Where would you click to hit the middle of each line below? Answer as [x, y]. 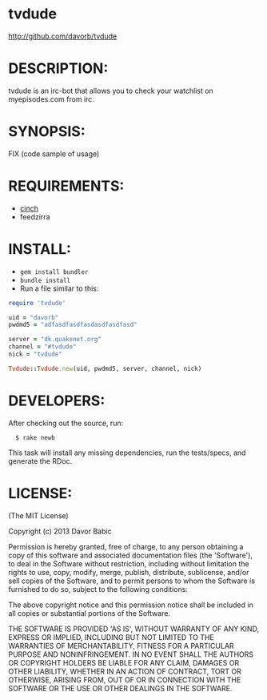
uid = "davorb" [34, 317]
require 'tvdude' [37, 303]
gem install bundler [54, 272]
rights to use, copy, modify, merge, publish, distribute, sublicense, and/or [129, 572]
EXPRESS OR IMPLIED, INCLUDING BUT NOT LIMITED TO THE [111, 637]
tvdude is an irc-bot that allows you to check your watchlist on [111, 91]
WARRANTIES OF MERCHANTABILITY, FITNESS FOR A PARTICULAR [121, 646]
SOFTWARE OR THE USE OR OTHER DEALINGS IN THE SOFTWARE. [120, 688]
